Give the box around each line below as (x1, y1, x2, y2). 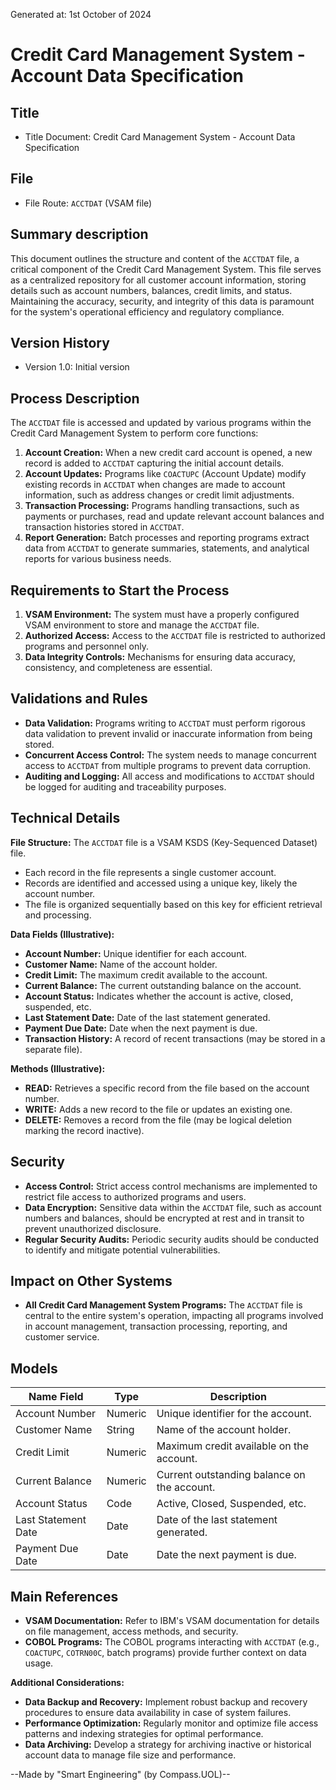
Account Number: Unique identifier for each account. (24, 947, 248, 959)
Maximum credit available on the (156, 1439, 310, 1453)
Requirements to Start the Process (10, 582, 230, 599)
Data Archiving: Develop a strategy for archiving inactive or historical (24, 1738, 312, 1750)
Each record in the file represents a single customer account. (24, 866, 277, 878)
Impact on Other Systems (10, 1272, 173, 1289)
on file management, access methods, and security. (24, 1625, 239, 1637)
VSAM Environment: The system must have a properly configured (24, 609, 300, 621)
